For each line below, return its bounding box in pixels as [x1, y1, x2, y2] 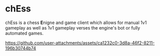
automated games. [5, 30, 44, 36]
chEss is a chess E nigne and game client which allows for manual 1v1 [5, 19, 147, 25]
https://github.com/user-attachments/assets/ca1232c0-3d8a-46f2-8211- [5, 39, 155, 45]
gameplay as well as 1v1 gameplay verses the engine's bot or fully [5, 24, 141, 30]
